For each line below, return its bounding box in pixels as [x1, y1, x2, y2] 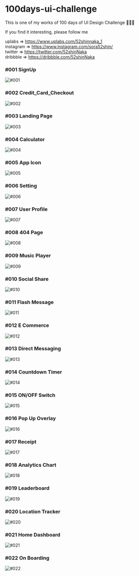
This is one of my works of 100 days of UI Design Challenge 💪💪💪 [5, 20, 135, 25]
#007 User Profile [5, 206, 48, 213]
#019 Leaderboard [5, 485, 50, 492]
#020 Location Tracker [5, 508, 61, 515]
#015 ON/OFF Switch [5, 392, 56, 398]
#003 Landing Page [5, 113, 53, 119]
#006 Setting [5, 182, 38, 189]
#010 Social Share [5, 276, 49, 282]
